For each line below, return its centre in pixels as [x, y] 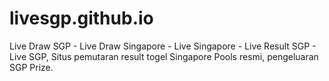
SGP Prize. [31, 67]
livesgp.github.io [81, 18]
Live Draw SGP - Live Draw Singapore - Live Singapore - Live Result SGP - [163, 46]
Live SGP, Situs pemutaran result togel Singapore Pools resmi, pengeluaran [164, 56]
